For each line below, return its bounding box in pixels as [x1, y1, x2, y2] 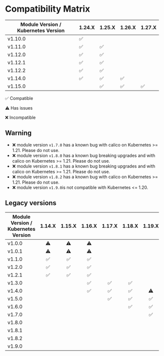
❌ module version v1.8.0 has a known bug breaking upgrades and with [12, 152, 155, 158]
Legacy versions [5, 199, 57, 207]
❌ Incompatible [5, 114, 36, 120]
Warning [5, 129, 32, 137]
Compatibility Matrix [5, 3, 90, 15]
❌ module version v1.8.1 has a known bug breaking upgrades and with [12, 163, 155, 169]
